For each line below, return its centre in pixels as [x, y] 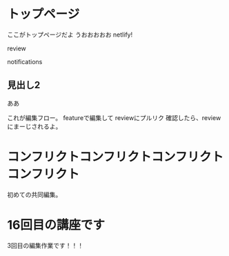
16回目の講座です [56, 225]
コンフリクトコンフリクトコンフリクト [116, 157]
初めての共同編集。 [34, 195]
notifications [25, 61]
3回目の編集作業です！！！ [46, 245]
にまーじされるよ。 [34, 126]
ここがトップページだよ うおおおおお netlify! [70, 35]
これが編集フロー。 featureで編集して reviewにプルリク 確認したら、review [114, 117]
